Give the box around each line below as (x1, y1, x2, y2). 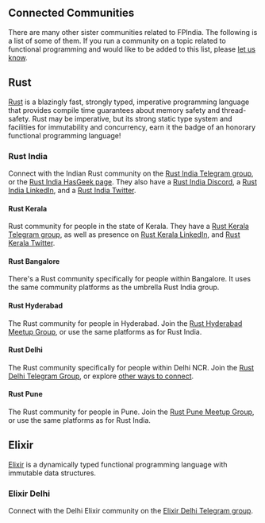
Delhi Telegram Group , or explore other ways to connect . (8, 371, 194, 381)
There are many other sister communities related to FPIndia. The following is (8, 27, 258, 37)
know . (8, 52, 28, 62)
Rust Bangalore (8, 256, 60, 265)
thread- (221, 105, 247, 114)
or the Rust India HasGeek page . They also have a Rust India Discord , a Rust (8, 176, 258, 186)
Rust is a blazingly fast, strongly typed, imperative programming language (8, 97, 250, 107)
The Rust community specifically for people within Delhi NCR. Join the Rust (8, 362, 254, 372)
